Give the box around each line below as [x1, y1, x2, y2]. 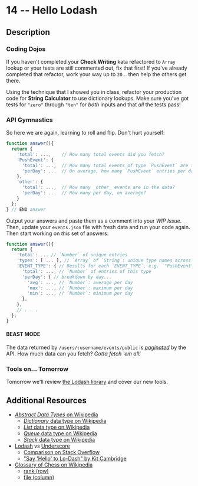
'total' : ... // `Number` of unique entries [16, 252, 128, 258]
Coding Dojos [6, 45, 46, 53]
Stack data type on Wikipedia [23, 436, 95, 443]
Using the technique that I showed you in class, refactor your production [6, 88, 181, 95]
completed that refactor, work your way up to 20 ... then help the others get [6, 70, 187, 77]
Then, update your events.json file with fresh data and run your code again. [6, 223, 190, 230]
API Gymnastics [6, 116, 53, 124]
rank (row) [23, 467, 49, 474]
